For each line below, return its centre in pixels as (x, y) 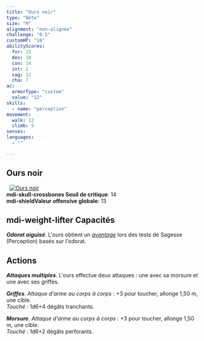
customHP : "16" (26, 40)
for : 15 (22, 52)
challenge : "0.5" (28, 35)
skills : (16, 103)
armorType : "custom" (38, 92)
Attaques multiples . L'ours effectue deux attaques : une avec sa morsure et (102, 275)
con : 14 (22, 63)
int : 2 (20, 69)
